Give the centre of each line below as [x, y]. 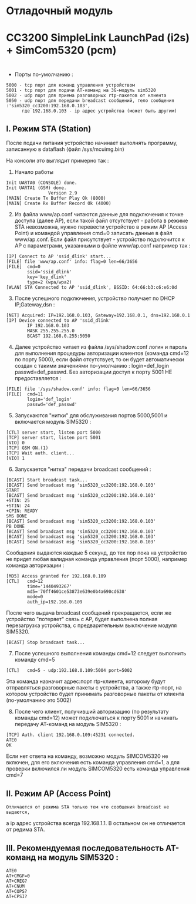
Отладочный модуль [60, 11]
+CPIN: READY [22, 511]
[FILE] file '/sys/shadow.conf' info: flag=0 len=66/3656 [78, 389]
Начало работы [34, 172]
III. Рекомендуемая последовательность [85, 848]
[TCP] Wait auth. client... [40, 453]
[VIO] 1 [16, 458]
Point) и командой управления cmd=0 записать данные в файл [93, 233]
